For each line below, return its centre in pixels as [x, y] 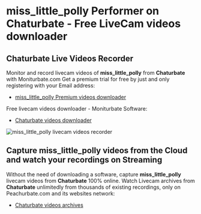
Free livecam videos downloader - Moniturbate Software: [77, 108]
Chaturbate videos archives [49, 205]
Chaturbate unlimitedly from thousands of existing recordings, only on [94, 187]
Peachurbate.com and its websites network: [61, 193]
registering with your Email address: [51, 85]
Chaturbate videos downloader [53, 120]
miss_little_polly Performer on [83, 11]
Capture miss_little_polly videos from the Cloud [97, 151]
